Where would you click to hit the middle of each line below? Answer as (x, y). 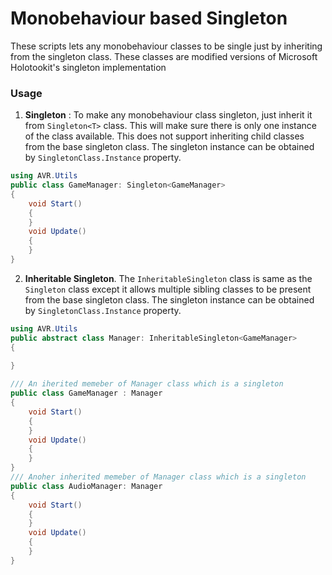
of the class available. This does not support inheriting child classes (164, 136)
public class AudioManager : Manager (86, 486)
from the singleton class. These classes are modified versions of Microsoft (164, 56)
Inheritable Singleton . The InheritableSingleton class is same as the (168, 278)
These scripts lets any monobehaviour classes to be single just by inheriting (166, 46)
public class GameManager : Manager (86, 393)
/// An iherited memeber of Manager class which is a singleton (147, 384)
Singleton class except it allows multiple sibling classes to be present (168, 289)
